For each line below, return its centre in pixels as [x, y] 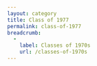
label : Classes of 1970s [55, 45]
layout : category [32, 13]
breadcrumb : [24, 33]
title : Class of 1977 [38, 20]
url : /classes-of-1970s [54, 52]
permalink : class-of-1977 [44, 26]
